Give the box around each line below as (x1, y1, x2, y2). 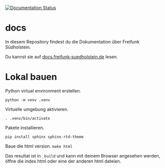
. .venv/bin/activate (5, 115, 50, 121)
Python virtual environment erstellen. (5, 87, 81, 93)
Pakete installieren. (5, 124, 44, 130)
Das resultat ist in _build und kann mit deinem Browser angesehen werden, (5, 152, 160, 158)
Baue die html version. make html (5, 143, 72, 149)
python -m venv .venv (5, 97, 50, 102)
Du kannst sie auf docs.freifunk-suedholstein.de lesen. (5, 53, 118, 59)
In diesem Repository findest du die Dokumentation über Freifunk (5, 38, 140, 44)
